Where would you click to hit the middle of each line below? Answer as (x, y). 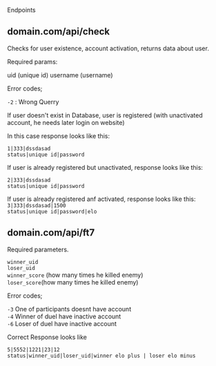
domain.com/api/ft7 (51, 233)
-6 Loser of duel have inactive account (62, 323)
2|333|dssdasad (29, 180)
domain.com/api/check (59, 31)
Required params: (32, 61)
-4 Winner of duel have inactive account (64, 316)
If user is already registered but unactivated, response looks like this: (105, 167)
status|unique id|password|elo (52, 211)
